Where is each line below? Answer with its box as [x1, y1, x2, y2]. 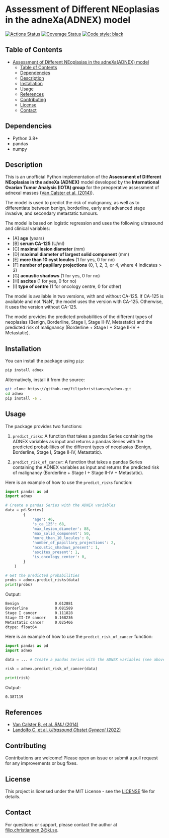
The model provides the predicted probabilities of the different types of [5, 314, 153, 320]
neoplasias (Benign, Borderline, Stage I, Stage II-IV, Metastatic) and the [5, 319, 152, 325]
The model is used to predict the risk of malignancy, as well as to [5, 200, 140, 206]
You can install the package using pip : [5, 358, 84, 364]
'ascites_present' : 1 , [32, 550, 80, 555]
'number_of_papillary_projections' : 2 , [32, 541, 116, 546]
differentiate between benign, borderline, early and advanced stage [5, 205, 145, 211]
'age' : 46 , [32, 517, 55, 522]
